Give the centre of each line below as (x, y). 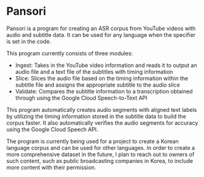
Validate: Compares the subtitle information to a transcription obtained (104, 91)
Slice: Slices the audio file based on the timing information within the (102, 78)
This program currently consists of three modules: (70, 53)
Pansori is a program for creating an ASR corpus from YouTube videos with (101, 28)
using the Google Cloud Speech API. (52, 129)
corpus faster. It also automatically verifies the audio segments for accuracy (102, 123)
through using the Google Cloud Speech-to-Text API (81, 98)
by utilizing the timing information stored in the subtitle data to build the (96, 116)
